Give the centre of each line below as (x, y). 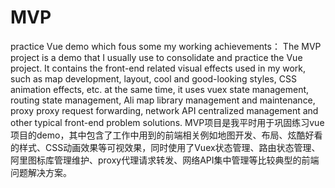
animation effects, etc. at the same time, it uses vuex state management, (160, 89)
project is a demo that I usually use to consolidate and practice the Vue (156, 57)
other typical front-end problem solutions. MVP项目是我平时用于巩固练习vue (167, 122)
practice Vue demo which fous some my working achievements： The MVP (166, 46)
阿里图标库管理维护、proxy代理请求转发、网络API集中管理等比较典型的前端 (165, 160)
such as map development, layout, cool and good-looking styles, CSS (153, 78)
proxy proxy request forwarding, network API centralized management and (164, 110)
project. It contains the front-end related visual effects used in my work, (158, 68)
